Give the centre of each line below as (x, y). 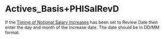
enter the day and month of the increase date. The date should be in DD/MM (82, 27)
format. (13, 32)
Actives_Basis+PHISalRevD (62, 9)
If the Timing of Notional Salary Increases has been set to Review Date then (82, 22)
